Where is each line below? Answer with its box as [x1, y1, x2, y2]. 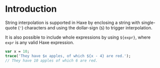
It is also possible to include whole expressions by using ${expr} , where [5, 34, 151, 40]
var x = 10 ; [5, 49, 30, 54]
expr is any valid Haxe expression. [5, 39, 74, 45]
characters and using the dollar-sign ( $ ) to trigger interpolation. [24, 24, 153, 30]
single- [141, 20, 156, 25]
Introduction [5, 3, 57, 15]
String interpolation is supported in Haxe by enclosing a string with [5, 20, 140, 25]
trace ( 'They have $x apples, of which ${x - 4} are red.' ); [5, 53, 131, 58]
